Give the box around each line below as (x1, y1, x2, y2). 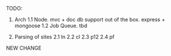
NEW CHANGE (6, 44, 42, 51)
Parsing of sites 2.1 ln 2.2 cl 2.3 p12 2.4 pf (14, 33, 115, 40)
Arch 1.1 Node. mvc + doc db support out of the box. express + (14, 16, 165, 23)
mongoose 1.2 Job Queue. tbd (14, 23, 88, 29)
